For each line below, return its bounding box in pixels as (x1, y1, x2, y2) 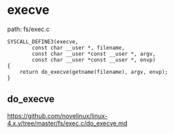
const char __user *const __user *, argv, (32, 50, 156, 57)
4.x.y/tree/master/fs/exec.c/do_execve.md (7, 119, 128, 127)
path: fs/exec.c (7, 25, 50, 33)
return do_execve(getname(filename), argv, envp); (19, 68, 168, 75)
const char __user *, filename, (32, 44, 126, 51)
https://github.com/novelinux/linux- (7, 111, 108, 119)
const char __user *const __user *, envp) (32, 56, 156, 64)
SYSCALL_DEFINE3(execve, (7, 38, 79, 45)
